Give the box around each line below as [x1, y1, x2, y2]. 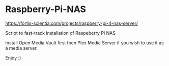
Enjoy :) [5, 54, 21, 61]
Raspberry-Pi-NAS [5, 4, 87, 15]
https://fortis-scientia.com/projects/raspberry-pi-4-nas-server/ [5, 20, 138, 26]
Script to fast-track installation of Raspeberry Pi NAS [5, 30, 116, 36]
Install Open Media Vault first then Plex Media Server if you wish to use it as [5, 39, 164, 46]
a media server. [5, 45, 38, 51]
